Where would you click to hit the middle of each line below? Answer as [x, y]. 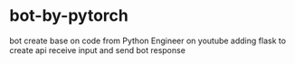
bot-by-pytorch [69, 16]
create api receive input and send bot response [97, 50]
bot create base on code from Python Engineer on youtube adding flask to [148, 41]
